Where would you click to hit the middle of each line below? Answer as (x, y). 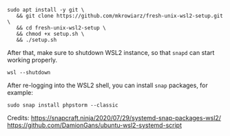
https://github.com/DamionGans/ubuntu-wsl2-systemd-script (95, 125)
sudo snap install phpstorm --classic (63, 105)
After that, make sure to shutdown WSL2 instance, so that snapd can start (111, 53)
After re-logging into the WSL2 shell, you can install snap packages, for (108, 85)
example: (20, 92)
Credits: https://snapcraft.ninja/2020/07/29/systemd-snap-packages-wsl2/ (114, 118)
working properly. (32, 60)
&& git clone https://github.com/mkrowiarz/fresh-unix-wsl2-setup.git (120, 16)
